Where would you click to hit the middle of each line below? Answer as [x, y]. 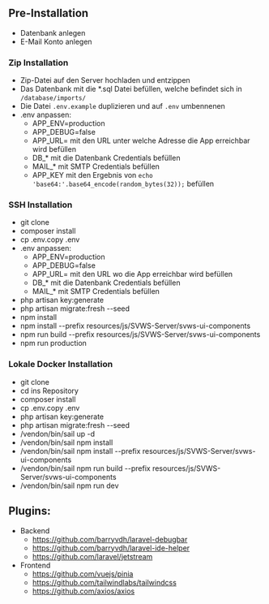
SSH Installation [41, 205]
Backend [35, 530]
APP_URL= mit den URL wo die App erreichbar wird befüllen [132, 274]
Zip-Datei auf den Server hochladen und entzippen [105, 80]
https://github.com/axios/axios [83, 591]
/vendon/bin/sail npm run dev [69, 485]
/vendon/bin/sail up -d [58, 434]
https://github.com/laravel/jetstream [92, 556]
